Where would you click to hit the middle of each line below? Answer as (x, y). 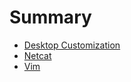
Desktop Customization (72, 45)
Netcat (37, 55)
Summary (50, 17)
